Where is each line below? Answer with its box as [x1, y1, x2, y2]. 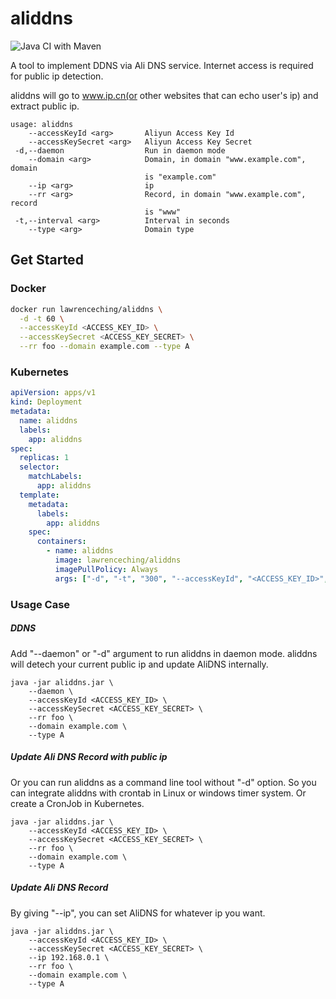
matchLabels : [28, 472, 83, 482]
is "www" [144, 207, 182, 217]
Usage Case [10, 597, 71, 611]
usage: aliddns [10, 119, 74, 129]
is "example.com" [144, 172, 217, 182]
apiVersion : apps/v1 [10, 388, 97, 398]
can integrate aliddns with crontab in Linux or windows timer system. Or [10, 787, 307, 799]
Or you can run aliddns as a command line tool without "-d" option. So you [10, 776, 317, 788]
